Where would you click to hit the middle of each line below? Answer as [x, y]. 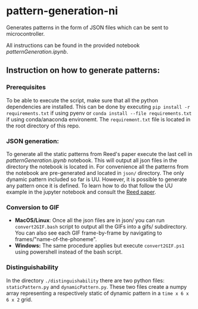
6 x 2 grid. [19, 299]
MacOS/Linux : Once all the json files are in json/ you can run [90, 220]
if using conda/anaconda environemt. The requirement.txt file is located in [98, 119]
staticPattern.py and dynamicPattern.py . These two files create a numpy [97, 286]
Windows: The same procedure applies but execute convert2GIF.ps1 [100, 246]
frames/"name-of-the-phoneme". [56, 239]
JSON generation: [33, 141]
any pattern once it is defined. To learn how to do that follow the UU [89, 185]
